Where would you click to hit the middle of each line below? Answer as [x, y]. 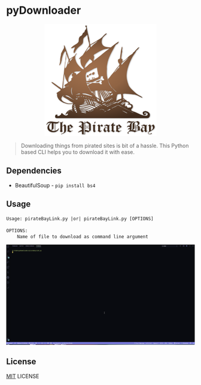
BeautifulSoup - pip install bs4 [55, 185]
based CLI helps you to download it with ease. [78, 152]
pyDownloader [44, 10]
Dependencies [34, 171]
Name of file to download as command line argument [83, 237]
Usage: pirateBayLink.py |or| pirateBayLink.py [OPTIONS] [80, 219]
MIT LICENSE [23, 376]
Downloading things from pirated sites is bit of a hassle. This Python [105, 145]
